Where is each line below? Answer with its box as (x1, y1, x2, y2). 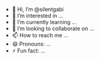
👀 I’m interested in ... (12, 12, 64, 19)
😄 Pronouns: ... (12, 40, 52, 48)
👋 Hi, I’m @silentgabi (12, 6, 64, 13)
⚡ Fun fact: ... (12, 47, 45, 54)
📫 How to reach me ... (12, 32, 68, 39)
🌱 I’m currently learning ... (12, 19, 77, 25)
